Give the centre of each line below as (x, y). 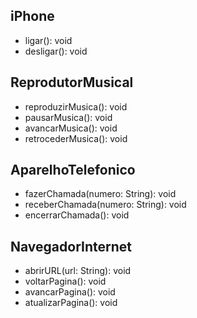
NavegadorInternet (71, 246)
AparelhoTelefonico (73, 170)
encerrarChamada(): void (77, 215)
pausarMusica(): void (68, 117)
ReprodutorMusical (72, 82)
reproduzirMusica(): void (76, 106)
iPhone (32, 16)
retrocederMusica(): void (76, 138)
